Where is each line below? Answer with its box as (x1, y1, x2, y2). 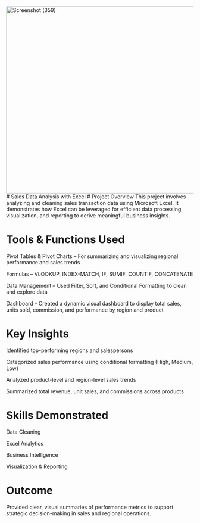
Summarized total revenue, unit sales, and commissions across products (6, 387, 185, 395)
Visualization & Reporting (6, 463, 68, 470)
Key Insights (6, 327, 70, 341)
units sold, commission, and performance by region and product (6, 306, 164, 313)
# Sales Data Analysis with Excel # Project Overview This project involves (6, 193, 186, 200)
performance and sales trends (6, 259, 80, 266)
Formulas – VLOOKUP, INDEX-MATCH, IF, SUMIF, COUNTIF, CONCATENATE (6, 270, 193, 278)
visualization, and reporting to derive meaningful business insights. (6, 212, 171, 219)
